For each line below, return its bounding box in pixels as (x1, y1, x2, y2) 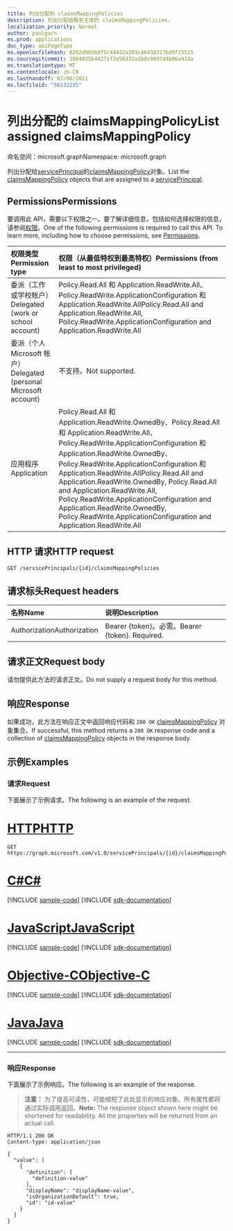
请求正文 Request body (7, 656, 105, 668)
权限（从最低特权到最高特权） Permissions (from (58, 253, 218, 263)
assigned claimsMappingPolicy (7, 129, 191, 145)
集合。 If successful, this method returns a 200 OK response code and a (12, 726, 215, 735)
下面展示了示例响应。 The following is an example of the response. (7, 1080, 196, 1088)
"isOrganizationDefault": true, (25, 1193, 119, 1200)
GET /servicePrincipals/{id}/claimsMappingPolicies (7, 564, 159, 571)
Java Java (7, 1015, 64, 1031)
